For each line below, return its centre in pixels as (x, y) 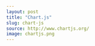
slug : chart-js (25, 23)
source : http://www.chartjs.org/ (48, 28)
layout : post (22, 12)
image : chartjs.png (30, 34)
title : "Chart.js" (29, 17)
